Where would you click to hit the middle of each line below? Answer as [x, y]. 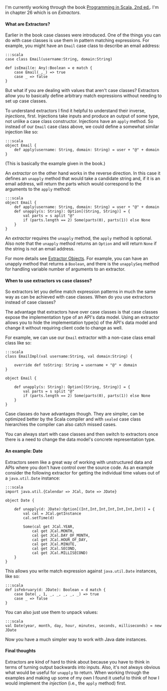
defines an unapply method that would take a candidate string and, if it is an [83, 178]
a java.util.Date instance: [33, 478]
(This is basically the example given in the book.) [55, 163]
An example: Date [24, 451]
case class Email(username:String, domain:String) [59, 59]
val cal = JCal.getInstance [52, 513]
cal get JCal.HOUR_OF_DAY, [60, 539]
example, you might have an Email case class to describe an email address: [83, 46]
